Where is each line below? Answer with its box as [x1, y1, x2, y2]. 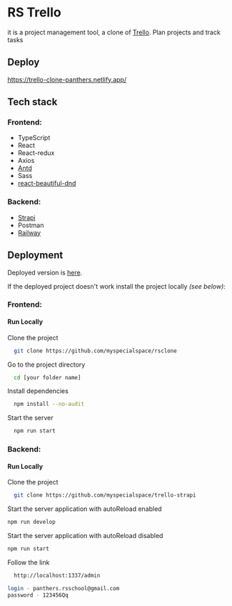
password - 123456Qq [7, 591, 69, 599]
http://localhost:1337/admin [14, 572, 101, 579]
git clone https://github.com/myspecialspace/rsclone [14, 347, 177, 354]
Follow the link [7, 558, 50, 567]
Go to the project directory [7, 360, 86, 369]
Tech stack [7, 96, 58, 108]
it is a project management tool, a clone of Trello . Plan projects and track [7, 28, 221, 36]
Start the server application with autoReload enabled [7, 505, 162, 513]
